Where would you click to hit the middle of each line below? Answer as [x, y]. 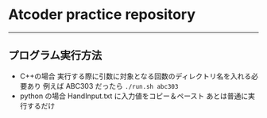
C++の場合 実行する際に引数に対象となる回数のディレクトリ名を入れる [135, 76]
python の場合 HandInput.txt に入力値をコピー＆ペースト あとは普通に [134, 96]
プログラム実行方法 [55, 56]
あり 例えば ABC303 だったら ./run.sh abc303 [103, 86]
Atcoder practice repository [102, 15]
